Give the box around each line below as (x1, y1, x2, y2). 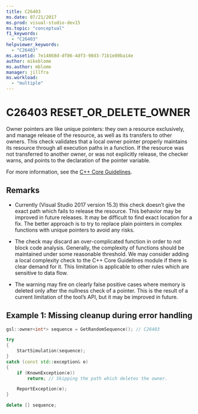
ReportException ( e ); (17, 386, 67, 392)
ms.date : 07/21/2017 (6, 14, 57, 20)
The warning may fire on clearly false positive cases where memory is (14, 281, 186, 288)
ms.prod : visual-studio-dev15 (6, 20, 81, 25)
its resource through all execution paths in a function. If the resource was (6, 144, 184, 151)
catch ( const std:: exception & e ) (6, 359, 89, 365)
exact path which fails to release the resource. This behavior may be (14, 207, 181, 214)
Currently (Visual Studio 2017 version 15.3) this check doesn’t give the (14, 201, 185, 208)
